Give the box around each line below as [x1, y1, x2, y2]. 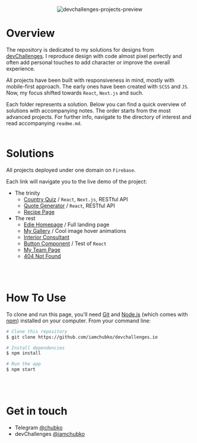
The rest [14, 214, 36, 221]
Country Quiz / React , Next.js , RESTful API [23, 195, 129, 202]
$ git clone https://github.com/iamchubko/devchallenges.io [6, 334, 158, 340]
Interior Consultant [23, 233, 70, 241]
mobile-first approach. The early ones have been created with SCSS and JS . [6, 83, 189, 90]
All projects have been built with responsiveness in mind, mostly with [6, 77, 175, 84]
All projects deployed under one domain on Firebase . [6, 166, 136, 173]
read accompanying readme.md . [6, 119, 82, 126]
